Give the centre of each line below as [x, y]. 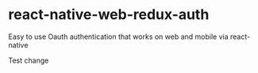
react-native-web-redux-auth [109, 15]
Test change [29, 60]
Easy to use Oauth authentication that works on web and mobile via [118, 36]
